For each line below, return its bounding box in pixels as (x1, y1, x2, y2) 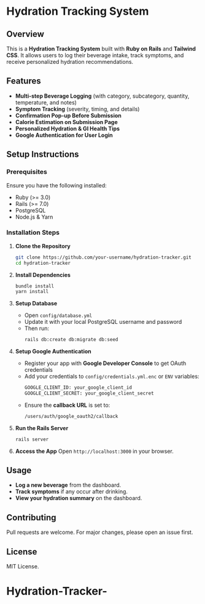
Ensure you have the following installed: (6, 181, 107, 189)
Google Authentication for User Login (15, 131, 114, 139)
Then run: (24, 324, 50, 332)
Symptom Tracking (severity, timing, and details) (15, 105, 140, 112)
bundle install (15, 283, 55, 289)
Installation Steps (6, 229, 60, 237)
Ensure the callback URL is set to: (24, 401, 110, 409)
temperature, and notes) (15, 98, 77, 106)
